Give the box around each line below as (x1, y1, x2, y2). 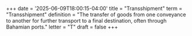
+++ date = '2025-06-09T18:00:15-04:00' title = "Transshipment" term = (6, 5, 183, 12)
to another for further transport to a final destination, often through (6, 17, 167, 24)
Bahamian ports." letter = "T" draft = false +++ (6, 23, 118, 30)
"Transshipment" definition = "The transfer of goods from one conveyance (6, 11, 186, 18)
